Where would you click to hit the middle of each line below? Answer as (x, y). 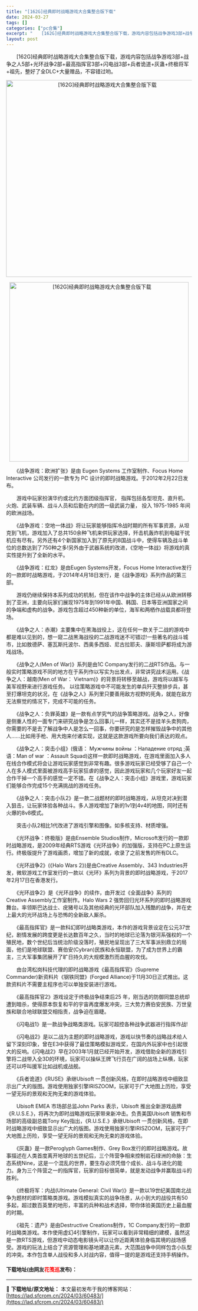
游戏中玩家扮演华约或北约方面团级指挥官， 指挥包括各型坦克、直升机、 (102, 498)
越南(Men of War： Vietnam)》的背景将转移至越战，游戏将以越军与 (108, 679)
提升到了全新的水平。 (42, 555)
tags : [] (17, 22)
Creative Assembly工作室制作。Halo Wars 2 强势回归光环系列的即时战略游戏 (99, 900)
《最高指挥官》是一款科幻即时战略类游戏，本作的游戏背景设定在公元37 (101, 927)
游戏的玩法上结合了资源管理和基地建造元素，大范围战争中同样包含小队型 (104, 1247)
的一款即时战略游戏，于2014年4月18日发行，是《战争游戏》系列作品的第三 (96, 575)
